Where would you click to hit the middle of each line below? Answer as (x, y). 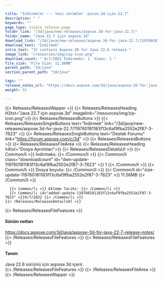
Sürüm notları (19, 222)
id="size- (145, 169)
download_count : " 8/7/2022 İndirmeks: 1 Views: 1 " (61, 59)
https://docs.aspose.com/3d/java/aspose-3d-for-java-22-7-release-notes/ (80, 232)
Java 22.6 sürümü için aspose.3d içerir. (44, 265)
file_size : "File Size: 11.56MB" (39, 63)
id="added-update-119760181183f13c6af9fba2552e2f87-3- (96, 193)
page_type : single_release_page (38, 27)
